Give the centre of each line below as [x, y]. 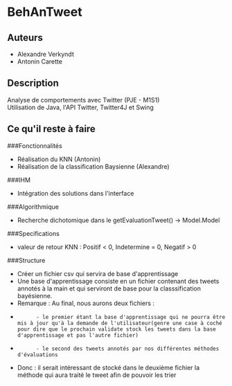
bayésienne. [35, 295]
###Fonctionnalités [35, 145]
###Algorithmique [33, 206]
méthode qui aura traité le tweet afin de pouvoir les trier [97, 375]
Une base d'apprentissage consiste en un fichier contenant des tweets [118, 281]
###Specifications [34, 233]
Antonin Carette [39, 62]
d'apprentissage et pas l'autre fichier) [78, 335]
